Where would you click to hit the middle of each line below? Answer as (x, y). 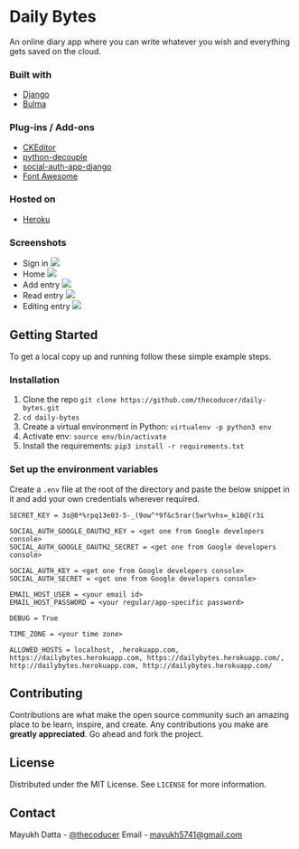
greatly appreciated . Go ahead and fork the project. (107, 734)
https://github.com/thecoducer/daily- (193, 401)
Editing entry (46, 307)
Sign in (35, 263)
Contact (33, 812)
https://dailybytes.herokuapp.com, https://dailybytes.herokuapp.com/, (147, 657)
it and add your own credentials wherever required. (105, 498)
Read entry (43, 296)
